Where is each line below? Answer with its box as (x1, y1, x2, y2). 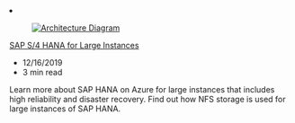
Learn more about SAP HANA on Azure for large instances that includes (9, 84, 275, 94)
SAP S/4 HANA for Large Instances (9, 40, 139, 50)
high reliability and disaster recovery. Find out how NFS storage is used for (9, 94, 286, 104)
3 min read (22, 67, 63, 77)
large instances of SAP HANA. (9, 103, 121, 114)
